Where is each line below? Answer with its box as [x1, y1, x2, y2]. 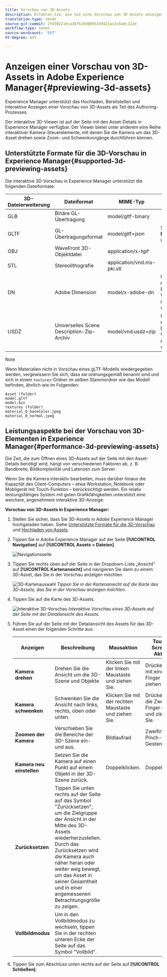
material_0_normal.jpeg [5, 413, 55, 419]
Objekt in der [54, 770, 85, 777]
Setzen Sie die [54, 752, 88, 759]
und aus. [54, 743, 75, 750]
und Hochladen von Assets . [12, 527, 69, 533]
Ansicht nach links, [54, 701, 99, 708]
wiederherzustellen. [54, 835, 101, 841]
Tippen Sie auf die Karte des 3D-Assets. [12, 596, 95, 602]
